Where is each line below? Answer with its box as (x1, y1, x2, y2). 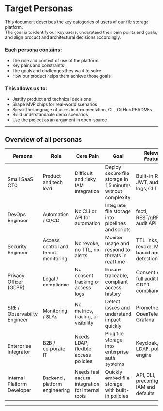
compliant (105, 278, 128, 285)
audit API (136, 220, 157, 227)
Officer (7, 278, 23, 285)
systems (105, 361, 125, 367)
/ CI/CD (42, 217, 60, 224)
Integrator (7, 348, 30, 355)
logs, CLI (136, 185, 156, 192)
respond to (105, 246, 130, 253)
